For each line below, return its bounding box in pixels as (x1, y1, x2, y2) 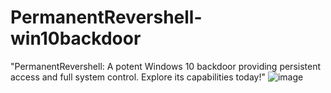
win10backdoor (10, 27, 142, 50)
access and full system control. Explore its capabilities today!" (10, 71, 267, 83)
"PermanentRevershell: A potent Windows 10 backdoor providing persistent (10, 60, 322, 72)
